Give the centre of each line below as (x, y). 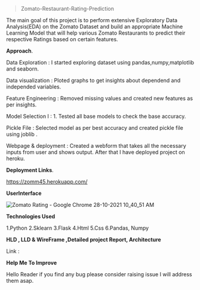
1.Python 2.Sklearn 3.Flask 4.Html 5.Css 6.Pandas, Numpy (78, 228)
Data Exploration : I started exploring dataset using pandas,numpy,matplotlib (100, 62)
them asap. (20, 281)
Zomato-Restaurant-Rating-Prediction (67, 9)
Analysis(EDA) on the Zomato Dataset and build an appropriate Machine (95, 27)
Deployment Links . (30, 170)
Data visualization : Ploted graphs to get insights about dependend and (93, 80)
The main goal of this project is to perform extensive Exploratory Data (92, 20)
